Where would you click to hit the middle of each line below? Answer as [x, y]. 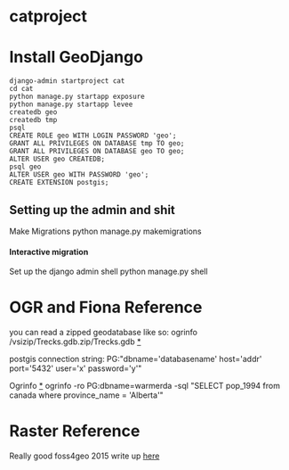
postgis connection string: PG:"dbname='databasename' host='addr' [136, 359]
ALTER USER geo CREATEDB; [57, 159]
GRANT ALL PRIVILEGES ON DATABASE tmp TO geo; [97, 144]
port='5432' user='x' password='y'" [76, 368]
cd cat [21, 89]
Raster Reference [75, 431]
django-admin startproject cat [67, 81]
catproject [48, 16]
